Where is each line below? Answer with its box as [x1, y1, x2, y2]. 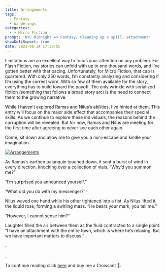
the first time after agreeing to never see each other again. [5, 124, 124, 131]
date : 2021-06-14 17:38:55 [5, 44, 61, 49]
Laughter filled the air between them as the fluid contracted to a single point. [5, 222, 161, 228]
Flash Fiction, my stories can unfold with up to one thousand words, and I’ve [5, 63, 160, 69]
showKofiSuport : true [5, 39, 50, 44]
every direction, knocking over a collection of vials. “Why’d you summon [5, 164, 152, 170]
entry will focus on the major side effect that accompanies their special [5, 109, 149, 115]
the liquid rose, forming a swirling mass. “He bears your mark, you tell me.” [5, 203, 157, 209]
